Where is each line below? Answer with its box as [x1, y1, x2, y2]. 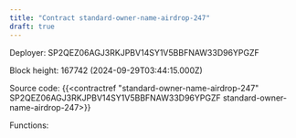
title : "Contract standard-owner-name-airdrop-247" [9, 13, 210, 23]
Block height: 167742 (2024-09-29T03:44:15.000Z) [9, 65, 203, 76]
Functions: [9, 120, 49, 131]
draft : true [9, 22, 55, 31]
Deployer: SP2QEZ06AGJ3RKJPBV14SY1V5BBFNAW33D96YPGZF [9, 47, 260, 58]
